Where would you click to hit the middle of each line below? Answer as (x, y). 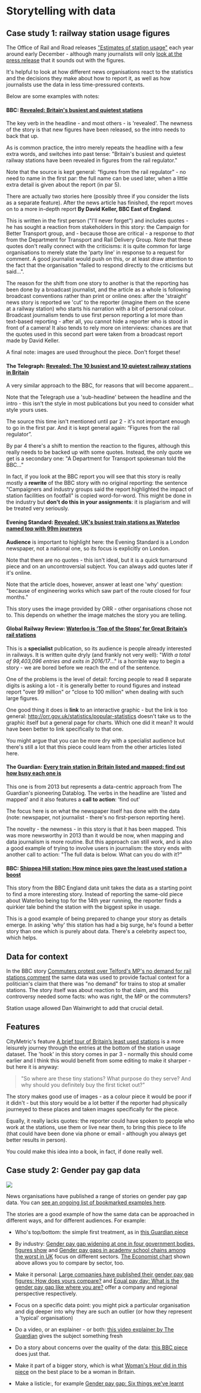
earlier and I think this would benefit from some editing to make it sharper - (99, 1060)
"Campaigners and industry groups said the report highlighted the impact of (100, 489)
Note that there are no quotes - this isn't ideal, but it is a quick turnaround (97, 560)
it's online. (19, 572)
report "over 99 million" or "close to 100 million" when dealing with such (95, 692)
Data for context (37, 956)
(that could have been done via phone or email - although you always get (96, 1133)
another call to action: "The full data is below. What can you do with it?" (94, 855)
